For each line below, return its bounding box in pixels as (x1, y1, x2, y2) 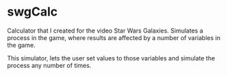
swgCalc (7, 4, 58, 20)
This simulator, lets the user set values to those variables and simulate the (7, 54, 215, 62)
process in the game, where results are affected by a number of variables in (7, 33, 221, 41)
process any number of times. (7, 61, 92, 69)
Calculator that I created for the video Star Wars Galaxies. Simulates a (7, 26, 204, 35)
